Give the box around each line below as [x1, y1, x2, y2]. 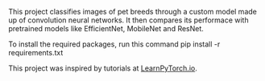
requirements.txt [8, 48, 64, 57]
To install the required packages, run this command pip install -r [8, 39, 221, 49]
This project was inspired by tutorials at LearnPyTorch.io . [8, 63, 197, 73]
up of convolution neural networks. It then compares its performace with [8, 15, 249, 25]
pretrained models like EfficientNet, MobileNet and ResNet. [8, 24, 204, 33]
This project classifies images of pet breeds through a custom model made [8, 7, 258, 16]
